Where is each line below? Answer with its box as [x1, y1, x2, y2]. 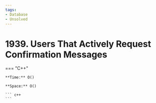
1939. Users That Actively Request [5, 38, 151, 49]
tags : [5, 7, 16, 12]
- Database [5, 12, 28, 17]
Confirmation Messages [5, 48, 108, 60]
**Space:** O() [5, 83, 37, 89]
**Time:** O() [5, 75, 35, 80]
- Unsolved [5, 16, 28, 21]
